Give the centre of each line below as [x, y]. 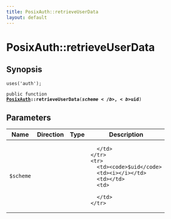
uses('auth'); [24, 83]
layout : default [27, 17]
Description [126, 135]
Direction [51, 135]
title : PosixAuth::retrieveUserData [52, 12]
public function [27, 94]
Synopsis [24, 70]
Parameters [29, 117]
